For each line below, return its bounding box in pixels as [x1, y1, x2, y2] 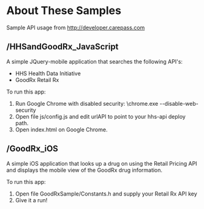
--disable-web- [159, 100, 199, 107]
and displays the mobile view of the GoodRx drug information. [6, 166, 163, 174]
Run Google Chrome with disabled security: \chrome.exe [15, 100, 159, 107]
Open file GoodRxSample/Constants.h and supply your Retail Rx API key [15, 190, 197, 197]
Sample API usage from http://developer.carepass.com [6, 24, 145, 31]
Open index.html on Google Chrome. [15, 126, 108, 133]
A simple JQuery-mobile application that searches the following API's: [6, 57, 183, 65]
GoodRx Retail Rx [15, 76, 59, 83]
